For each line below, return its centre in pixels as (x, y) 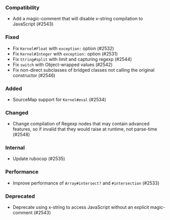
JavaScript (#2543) (33, 24)
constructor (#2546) (34, 75)
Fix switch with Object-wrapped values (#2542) (62, 65)
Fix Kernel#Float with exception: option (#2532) (63, 48)
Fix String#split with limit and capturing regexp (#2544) (72, 59)
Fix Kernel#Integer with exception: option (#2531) (65, 54)
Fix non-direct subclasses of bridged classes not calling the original (83, 70)
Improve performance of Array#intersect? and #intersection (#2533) (86, 183)
